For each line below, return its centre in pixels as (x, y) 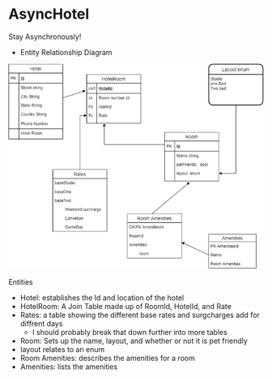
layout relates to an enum (62, 349)
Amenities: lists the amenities (69, 367)
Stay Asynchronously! (45, 37)
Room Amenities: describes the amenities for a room (108, 358)
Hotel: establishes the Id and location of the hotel (102, 298)
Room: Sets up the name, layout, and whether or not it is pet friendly (134, 341)
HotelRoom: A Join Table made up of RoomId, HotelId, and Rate (126, 306)
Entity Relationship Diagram (66, 52)
